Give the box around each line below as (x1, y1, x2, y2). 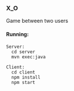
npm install (11, 74, 41, 80)
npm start (11, 79, 35, 85)
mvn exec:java (11, 54, 46, 60)
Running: (6, 30, 29, 37)
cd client (11, 69, 35, 75)
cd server (11, 48, 35, 55)
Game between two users (6, 17, 69, 24)
